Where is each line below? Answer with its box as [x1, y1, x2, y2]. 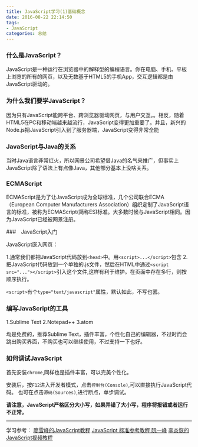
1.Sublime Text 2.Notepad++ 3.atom [6, 318, 93, 325]
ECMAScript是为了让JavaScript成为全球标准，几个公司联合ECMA [6, 193, 165, 201]
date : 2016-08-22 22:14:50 [6, 14, 72, 20]
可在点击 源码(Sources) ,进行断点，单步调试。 [22, 388, 130, 396]
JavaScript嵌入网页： [6, 241, 58, 248]
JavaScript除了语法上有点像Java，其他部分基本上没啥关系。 [6, 164, 152, 171]
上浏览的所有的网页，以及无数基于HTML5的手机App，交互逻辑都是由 [6, 73, 174, 80]
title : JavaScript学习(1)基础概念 [6, 8, 85, 15]
